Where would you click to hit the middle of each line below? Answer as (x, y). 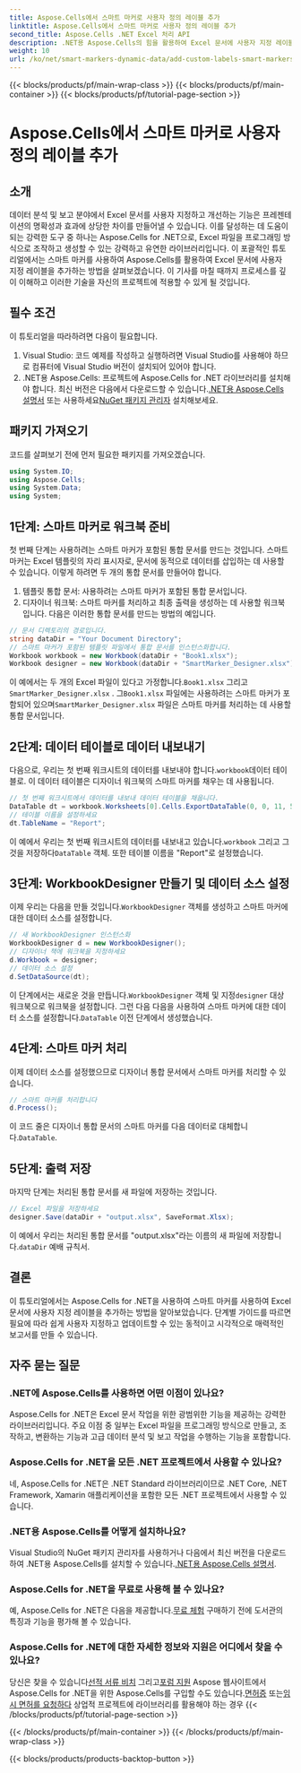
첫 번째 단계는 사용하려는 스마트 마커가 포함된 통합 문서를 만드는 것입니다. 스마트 (149, 549)
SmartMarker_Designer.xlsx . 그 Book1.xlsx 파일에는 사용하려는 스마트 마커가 (145, 693)
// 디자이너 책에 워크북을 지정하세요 (68, 952)
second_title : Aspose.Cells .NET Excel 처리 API (100, 34)
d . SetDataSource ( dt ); (50, 977)
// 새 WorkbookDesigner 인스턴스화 (70, 935)
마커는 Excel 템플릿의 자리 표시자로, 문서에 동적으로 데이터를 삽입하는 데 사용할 (147, 560)
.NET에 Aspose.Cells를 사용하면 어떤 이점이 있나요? (117, 1393)
